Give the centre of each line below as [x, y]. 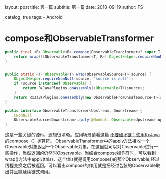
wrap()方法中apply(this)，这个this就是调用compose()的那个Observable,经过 [82, 159]
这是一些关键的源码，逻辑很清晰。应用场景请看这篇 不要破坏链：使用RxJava [82, 135]
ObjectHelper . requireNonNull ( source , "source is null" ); [74, 79]
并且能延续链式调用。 [31, 172]
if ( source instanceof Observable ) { [53, 84]
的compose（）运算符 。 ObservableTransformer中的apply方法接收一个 [77, 141]
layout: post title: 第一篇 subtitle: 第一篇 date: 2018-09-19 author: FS [74, 7]
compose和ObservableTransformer [80, 39]
